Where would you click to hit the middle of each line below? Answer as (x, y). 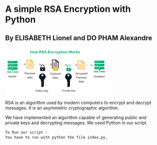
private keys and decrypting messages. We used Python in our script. (77, 123)
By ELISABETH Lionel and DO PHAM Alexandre (79, 38)
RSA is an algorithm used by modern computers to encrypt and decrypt (78, 103)
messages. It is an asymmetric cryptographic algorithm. (62, 108)
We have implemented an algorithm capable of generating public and (76, 118)
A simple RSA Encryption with (68, 9)
